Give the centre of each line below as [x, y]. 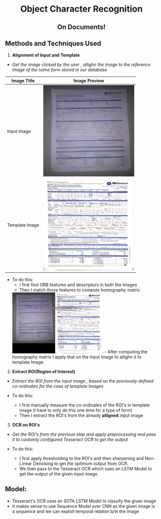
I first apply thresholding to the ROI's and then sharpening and [81, 458]
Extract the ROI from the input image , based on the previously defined [83, 381]
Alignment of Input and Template [46, 55]
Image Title [23, 80]
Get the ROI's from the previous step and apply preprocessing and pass [84, 434]
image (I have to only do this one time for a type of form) [76, 410]
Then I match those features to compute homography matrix [80, 290]
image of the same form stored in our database [60, 70]
